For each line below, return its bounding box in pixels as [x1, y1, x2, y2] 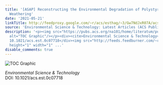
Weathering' [9, 12, 34, 16]
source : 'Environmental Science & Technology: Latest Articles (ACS [5, 25, 147, 30]
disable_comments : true [5, 47, 53, 52]
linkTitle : [5, 20, 27, 25]
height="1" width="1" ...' [9, 43, 64, 48]
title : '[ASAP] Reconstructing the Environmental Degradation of [5, 7, 140, 12]
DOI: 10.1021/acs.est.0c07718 [5, 75, 63, 81]
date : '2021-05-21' [5, 16, 45, 21]
